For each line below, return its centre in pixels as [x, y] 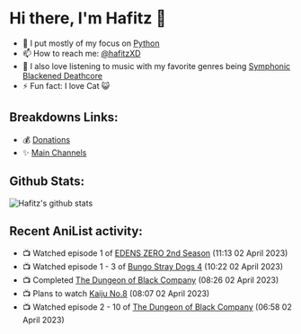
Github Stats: [47, 182]
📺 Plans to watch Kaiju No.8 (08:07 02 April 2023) [116, 294]
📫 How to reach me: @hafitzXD [81, 53]
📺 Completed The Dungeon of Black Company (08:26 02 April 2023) [150, 280]
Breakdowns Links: [64, 117]
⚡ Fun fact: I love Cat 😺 [66, 85]
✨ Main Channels [54, 153]
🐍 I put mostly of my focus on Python [91, 43]
